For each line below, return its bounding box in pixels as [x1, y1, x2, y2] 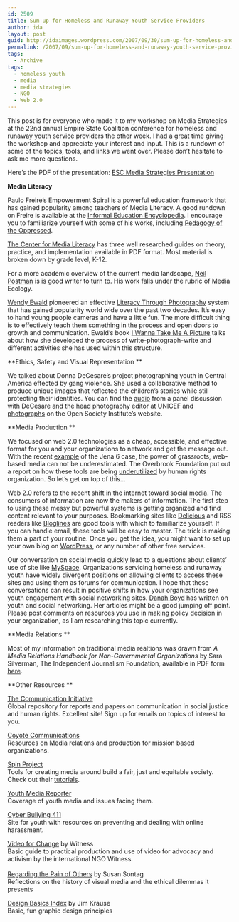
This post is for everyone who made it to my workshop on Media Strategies [7, 116, 228, 125]
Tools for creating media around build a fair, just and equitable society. [7, 768, 214, 776]
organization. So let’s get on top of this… [7, 475, 126, 483]
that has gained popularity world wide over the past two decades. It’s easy [7, 306, 226, 314]
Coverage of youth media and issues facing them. [7, 797, 154, 805]
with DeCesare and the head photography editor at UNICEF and [7, 401, 194, 410]
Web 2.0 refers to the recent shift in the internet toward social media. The [7, 488, 223, 497]
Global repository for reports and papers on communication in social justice [7, 702, 229, 711]
